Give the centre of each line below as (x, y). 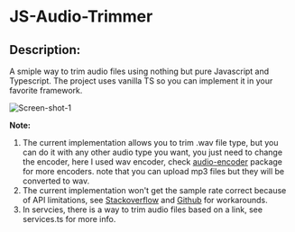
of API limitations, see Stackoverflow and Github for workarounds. (145, 200)
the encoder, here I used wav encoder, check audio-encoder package (152, 162)
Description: (45, 50)
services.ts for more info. (69, 219)
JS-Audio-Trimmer (81, 17)
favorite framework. (46, 90)
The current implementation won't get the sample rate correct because (154, 190)
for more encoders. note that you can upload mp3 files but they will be (153, 171)
